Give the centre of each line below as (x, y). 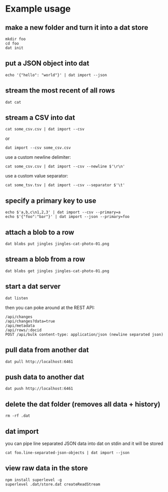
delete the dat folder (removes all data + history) (83, 404)
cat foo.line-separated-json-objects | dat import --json (67, 453)
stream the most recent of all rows (60, 91)
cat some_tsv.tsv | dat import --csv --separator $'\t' (65, 185)
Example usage (38, 9)
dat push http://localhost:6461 (39, 389)
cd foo (12, 43)
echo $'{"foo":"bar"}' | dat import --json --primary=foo (67, 217)
